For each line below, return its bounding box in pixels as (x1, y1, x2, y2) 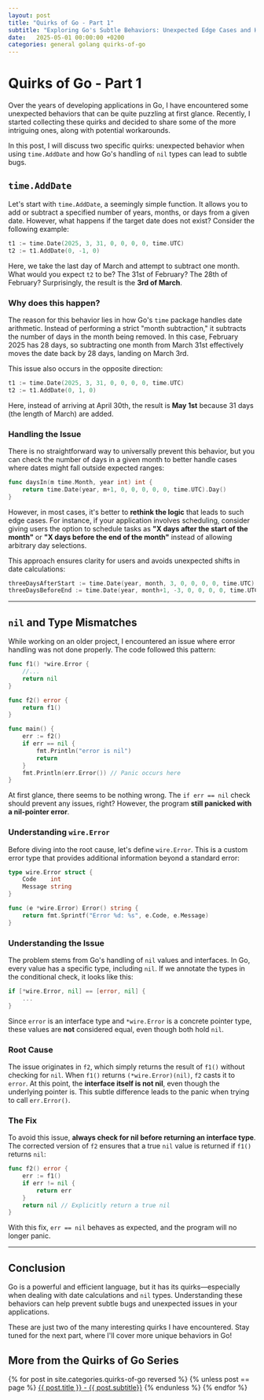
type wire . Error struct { (8, 868, 93, 876)
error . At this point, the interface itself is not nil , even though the (8, 1078, 220, 1088)
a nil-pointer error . (8, 807, 70, 817)
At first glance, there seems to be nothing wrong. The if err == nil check (8, 791, 251, 800)
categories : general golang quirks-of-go (8, 41, 146, 49)
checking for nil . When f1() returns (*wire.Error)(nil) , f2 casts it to (8, 1070, 236, 1079)
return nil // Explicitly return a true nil (22, 1201, 170, 1209)
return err (36, 1186, 72, 1195)
